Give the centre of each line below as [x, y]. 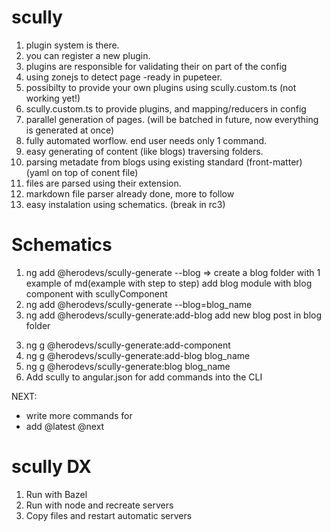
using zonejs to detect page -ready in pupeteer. [124, 77]
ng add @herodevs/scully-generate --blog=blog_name [139, 304]
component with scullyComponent [96, 293]
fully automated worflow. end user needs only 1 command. [146, 140]
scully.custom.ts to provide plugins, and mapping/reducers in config [166, 108]
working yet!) [53, 98]
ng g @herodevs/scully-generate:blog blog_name [128, 366]
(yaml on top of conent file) [82, 172]
